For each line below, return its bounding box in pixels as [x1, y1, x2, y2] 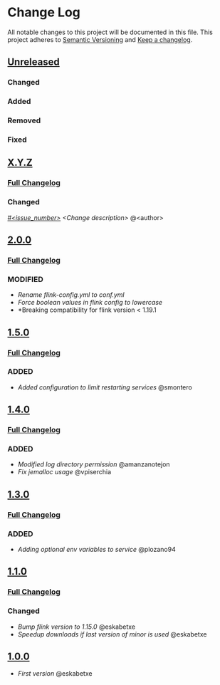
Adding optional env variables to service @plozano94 [17, 545, 176, 554]
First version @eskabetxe [17, 669, 93, 678]
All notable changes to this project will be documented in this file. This [7, 28, 214, 36]
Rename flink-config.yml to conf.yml [17, 291, 125, 299]
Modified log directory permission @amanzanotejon [17, 460, 170, 469]
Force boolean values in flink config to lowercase [17, 298, 162, 307]
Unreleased [7, 56, 61, 68]
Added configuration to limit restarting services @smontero [17, 382, 192, 392]
